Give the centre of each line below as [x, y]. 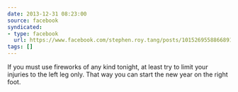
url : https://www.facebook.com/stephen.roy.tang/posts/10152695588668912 [125, 40]
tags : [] [20, 47]
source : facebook [33, 21]
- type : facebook [33, 34]
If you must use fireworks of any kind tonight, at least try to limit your [108, 67]
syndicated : [25, 27]
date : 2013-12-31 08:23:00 [47, 14]
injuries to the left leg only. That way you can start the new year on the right [118, 74]
